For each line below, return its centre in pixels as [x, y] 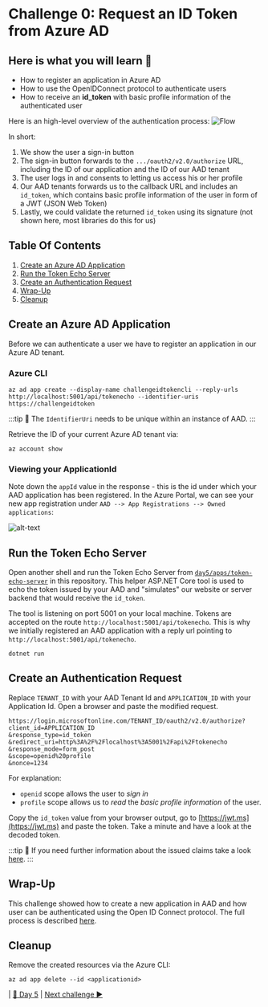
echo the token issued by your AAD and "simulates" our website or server [130, 589]
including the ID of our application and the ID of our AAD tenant [125, 169]
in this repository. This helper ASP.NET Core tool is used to [147, 581]
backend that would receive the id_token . [77, 598]
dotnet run [26, 654]
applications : [31, 512]
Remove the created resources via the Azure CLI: [89, 965]
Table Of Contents [55, 246]
